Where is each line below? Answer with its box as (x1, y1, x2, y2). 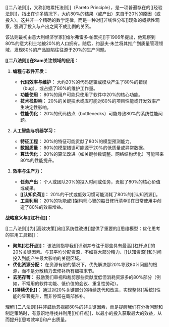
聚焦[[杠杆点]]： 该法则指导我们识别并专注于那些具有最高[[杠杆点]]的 (12, 243, 155, 249)
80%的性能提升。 (20, 157, 57, 163)
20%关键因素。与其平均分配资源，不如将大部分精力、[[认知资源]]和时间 (12, 249, 162, 255)
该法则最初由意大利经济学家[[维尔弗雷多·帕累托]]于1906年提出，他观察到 (5, 34, 156, 40)
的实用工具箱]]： (5, 232, 40, 238)
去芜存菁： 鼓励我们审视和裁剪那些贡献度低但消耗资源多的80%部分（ (12, 274, 156, 280)
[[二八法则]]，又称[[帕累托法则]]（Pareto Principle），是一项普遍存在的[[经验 (5, 5, 163, 10)
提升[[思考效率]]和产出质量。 (9, 316, 70, 322)
